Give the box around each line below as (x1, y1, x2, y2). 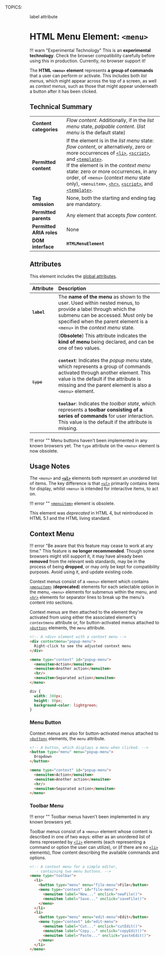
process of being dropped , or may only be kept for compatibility (29, 564, 160, 570)
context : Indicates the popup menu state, (58, 357, 153, 363)
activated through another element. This (58, 369, 151, 376)
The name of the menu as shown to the (58, 293, 150, 300)
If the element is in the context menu (66, 161, 151, 168)
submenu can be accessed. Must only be (58, 312, 153, 319)
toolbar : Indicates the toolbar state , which (58, 400, 156, 407)
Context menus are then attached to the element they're (29, 609, 143, 615)
